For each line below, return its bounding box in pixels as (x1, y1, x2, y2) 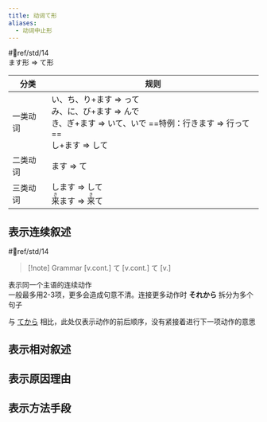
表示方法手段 (8, 401, 72, 415)
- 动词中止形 (15, 26, 53, 34)
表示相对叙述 (8, 342, 72, 356)
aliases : (8, 19, 37, 27)
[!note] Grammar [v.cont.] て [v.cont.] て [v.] (27, 264, 172, 273)
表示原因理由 (8, 372, 72, 385)
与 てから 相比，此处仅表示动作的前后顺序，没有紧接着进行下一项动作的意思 (8, 317, 256, 326)
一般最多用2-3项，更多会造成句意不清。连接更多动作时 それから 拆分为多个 (8, 290, 254, 299)
